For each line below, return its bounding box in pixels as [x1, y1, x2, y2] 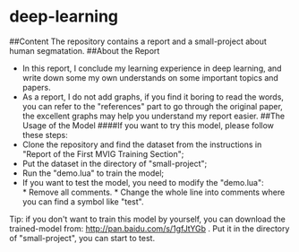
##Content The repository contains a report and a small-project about [9, 36, 267, 47]
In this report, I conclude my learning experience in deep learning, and [21, 63, 282, 74]
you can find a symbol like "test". [21, 196, 144, 207]
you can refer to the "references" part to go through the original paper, [21, 100, 284, 111]
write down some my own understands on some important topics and [21, 72, 279, 83]
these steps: [21, 129, 69, 140]
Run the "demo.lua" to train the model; [21, 168, 165, 178]
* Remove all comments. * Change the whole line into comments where [21, 187, 286, 197]
